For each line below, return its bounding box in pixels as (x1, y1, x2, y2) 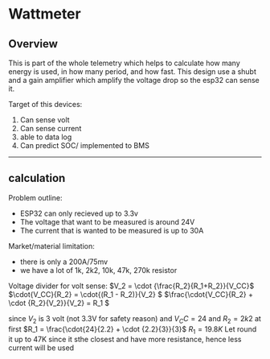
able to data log (19, 132, 72, 142)
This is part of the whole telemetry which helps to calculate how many (8, 58, 241, 68)
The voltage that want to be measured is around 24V (19, 217, 195, 226)
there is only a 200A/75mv (19, 257, 108, 266)
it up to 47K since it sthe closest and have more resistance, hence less (8, 335, 242, 345)
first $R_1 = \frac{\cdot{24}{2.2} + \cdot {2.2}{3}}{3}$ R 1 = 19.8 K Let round (8, 324, 257, 336)
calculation (8, 171, 66, 185)
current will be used (8, 343, 75, 353)
